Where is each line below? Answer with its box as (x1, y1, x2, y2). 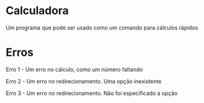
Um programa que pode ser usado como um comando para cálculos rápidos (5, 24, 199, 31)
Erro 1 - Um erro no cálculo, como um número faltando (5, 66, 143, 73)
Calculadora (5, 4, 69, 18)
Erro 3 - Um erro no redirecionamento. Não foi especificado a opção (5, 90, 178, 97)
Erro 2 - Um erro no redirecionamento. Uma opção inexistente (5, 77, 162, 85)
